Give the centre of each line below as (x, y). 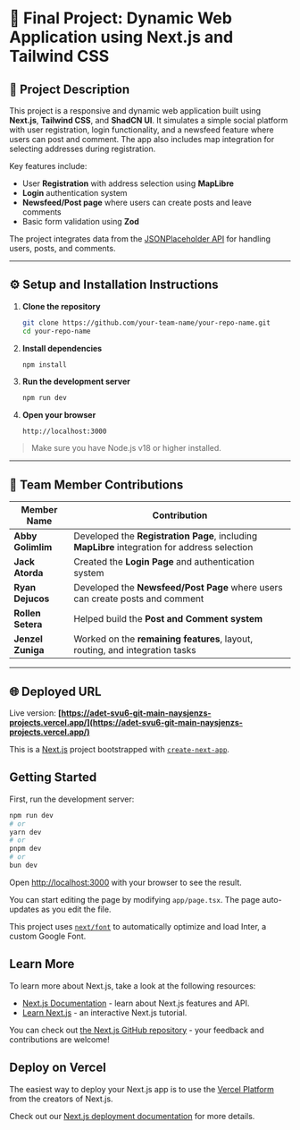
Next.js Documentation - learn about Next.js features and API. (136, 1003)
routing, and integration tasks (135, 650)
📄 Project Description (70, 89)
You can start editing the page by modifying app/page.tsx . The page (135, 899)
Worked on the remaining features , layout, (163, 639)
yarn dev (25, 832)
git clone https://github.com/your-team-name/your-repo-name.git (146, 323)
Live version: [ (35, 713)
